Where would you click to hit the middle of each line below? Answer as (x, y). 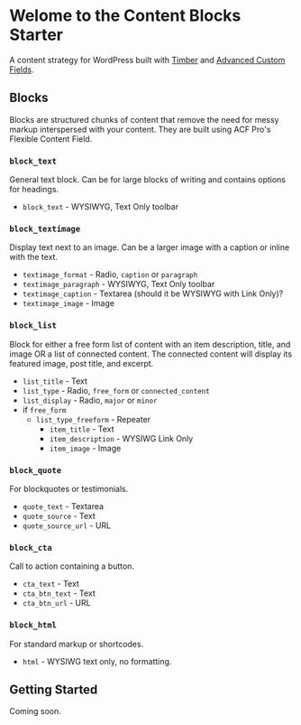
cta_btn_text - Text (59, 593)
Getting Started (54, 689)
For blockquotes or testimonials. (69, 488)
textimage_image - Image (68, 303)
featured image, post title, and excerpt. (82, 363)
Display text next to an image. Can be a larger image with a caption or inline (150, 247)
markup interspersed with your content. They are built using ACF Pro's (140, 129)
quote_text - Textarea (63, 506)
